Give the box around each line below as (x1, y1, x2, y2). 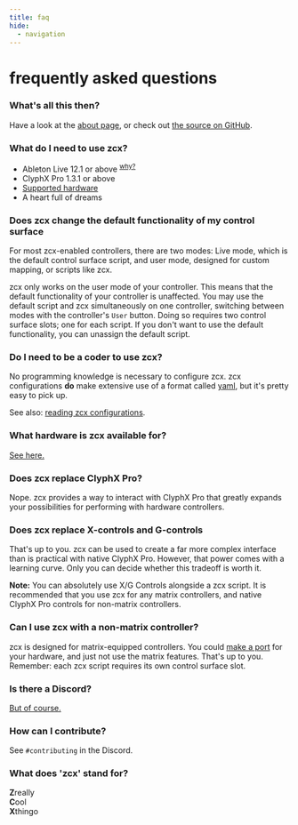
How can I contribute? (9, 725, 107, 737)
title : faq (9, 12, 50, 22)
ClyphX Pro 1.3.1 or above (21, 172, 116, 183)
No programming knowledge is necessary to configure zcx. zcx (9, 371, 242, 382)
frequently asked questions (9, 68, 218, 88)
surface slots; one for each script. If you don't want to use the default (9, 319, 264, 330)
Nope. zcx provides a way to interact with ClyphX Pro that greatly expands (9, 493, 282, 502)
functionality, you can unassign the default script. (9, 329, 191, 340)
